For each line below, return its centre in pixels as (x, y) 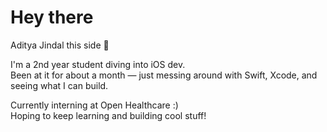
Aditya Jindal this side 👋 (60, 45)
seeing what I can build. (59, 85)
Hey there (52, 17)
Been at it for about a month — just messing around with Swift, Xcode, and (164, 75)
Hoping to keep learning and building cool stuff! (108, 115)
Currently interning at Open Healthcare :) (94, 105)
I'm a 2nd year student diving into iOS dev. (98, 64)
